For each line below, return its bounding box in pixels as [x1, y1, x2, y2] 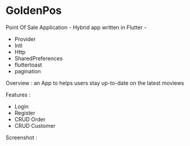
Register [14, 109, 36, 116]
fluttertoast [14, 61, 43, 68]
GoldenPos [5, 4, 62, 18]
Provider [14, 35, 36, 42]
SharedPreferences [14, 55, 63, 62]
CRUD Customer [14, 122, 55, 129]
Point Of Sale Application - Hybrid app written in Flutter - [5, 24, 147, 31]
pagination [14, 67, 42, 75]
